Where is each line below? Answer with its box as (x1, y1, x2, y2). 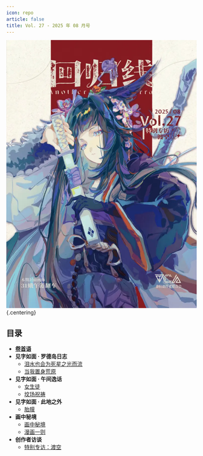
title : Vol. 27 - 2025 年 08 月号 (6, 22, 91, 28)
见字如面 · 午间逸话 (14, 376, 62, 383)
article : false (6, 16, 45, 22)
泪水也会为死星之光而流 (24, 360, 83, 368)
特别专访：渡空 (24, 443, 62, 451)
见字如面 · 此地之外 (14, 398, 62, 405)
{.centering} (6, 309, 36, 316)
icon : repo (6, 10, 34, 16)
